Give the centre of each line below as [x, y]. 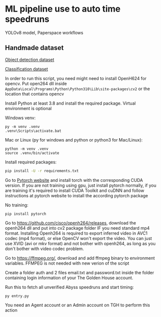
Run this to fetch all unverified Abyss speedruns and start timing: [69, 287]
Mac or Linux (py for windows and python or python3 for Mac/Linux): [74, 140]
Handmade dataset [34, 48]
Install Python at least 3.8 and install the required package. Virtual [71, 103]
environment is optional [28, 108]
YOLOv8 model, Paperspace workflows [44, 32]
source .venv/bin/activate [32, 153]
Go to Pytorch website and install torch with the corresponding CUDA [74, 180]
